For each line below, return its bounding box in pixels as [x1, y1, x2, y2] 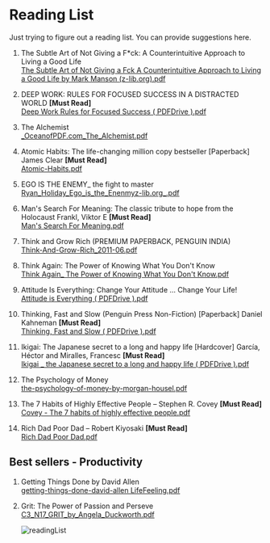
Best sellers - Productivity [9, 455, 143, 469]
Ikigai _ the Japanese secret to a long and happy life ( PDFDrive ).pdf [20, 359, 249, 368]
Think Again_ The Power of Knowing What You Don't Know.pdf [20, 269, 230, 279]
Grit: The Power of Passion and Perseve [20, 501, 154, 511]
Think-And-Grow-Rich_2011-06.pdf [20, 245, 138, 255]
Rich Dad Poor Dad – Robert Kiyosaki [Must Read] [20, 423, 188, 433]
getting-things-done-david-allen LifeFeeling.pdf [20, 485, 181, 495]
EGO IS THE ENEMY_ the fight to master [20, 179, 154, 189]
